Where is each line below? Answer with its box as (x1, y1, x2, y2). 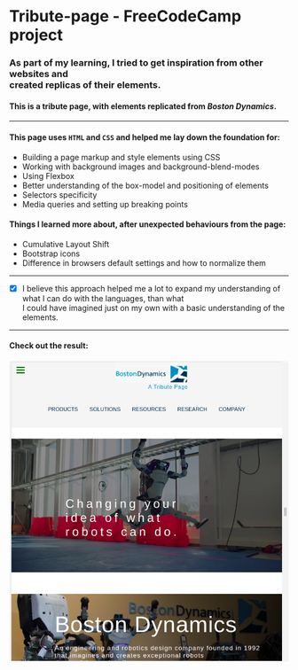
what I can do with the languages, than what (21, 292, 184, 303)
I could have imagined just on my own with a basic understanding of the (21, 302, 286, 313)
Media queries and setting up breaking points (21, 199, 189, 209)
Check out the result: (9, 340, 89, 351)
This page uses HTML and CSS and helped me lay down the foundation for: (9, 131, 281, 143)
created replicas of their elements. (9, 79, 161, 91)
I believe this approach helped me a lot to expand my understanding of (21, 283, 281, 293)
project (9, 25, 64, 45)
